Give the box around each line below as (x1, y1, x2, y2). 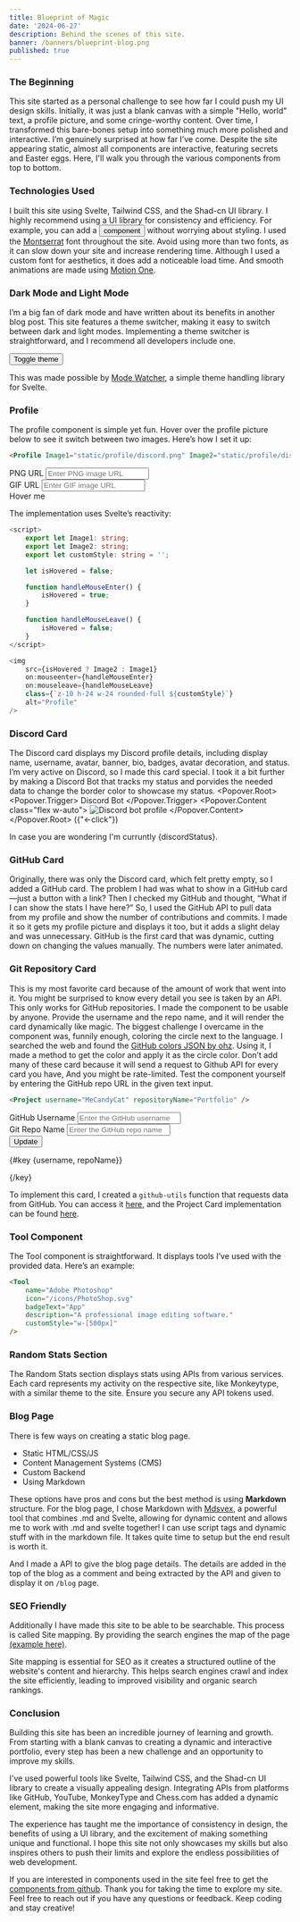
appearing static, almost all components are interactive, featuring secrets (9, 144, 279, 155)
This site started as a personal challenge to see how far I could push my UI (9, 96, 284, 107)
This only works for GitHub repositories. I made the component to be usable (9, 1002, 288, 1012)
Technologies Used (9, 185, 96, 197)
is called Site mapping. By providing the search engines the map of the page (9, 1629, 290, 1640)
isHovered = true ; (41, 591, 110, 600)
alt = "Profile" (25, 698, 78, 707)
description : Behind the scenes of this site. (9, 29, 186, 38)
